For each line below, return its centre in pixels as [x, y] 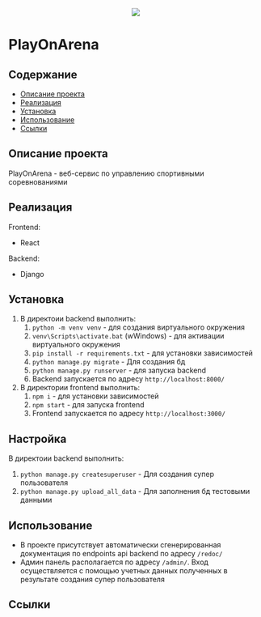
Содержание [43, 74]
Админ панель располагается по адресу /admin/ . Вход [114, 562]
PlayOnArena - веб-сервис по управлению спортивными [106, 173]
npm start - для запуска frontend [88, 405]
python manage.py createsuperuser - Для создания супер [117, 474]
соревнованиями [38, 181]
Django [32, 274]
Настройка [38, 438]
